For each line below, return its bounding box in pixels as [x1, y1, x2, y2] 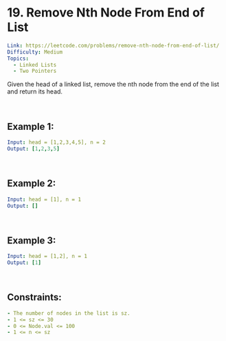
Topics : [7, 55, 30, 62]
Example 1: [7, 120, 54, 132]
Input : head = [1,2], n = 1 [7, 253, 88, 260]
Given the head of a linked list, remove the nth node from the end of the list [7, 80, 220, 89]
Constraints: [7, 291, 62, 303]
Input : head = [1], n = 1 [7, 196, 81, 203]
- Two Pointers [13, 67, 57, 75]
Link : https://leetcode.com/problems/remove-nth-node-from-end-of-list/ [7, 42, 220, 49]
